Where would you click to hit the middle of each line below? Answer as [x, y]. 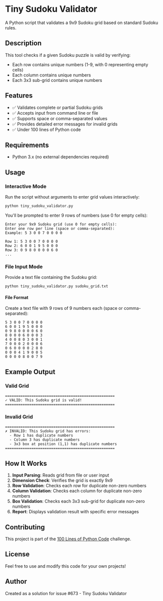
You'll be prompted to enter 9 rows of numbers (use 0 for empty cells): [76, 215]
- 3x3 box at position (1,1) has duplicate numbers [63, 444]
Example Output [30, 372]
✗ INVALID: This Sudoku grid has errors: [48, 431]
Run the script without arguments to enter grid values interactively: [72, 197]
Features [19, 96]
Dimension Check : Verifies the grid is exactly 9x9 [62, 480]
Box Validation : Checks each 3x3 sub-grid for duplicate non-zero [79, 501]
